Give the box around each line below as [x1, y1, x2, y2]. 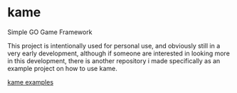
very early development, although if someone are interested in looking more [7, 49, 230, 58]
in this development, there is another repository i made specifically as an [7, 56, 221, 65]
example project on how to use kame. [7, 64, 117, 72]
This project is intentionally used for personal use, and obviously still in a [7, 41, 221, 50]
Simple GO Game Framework [7, 28, 93, 36]
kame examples [7, 77, 54, 86]
